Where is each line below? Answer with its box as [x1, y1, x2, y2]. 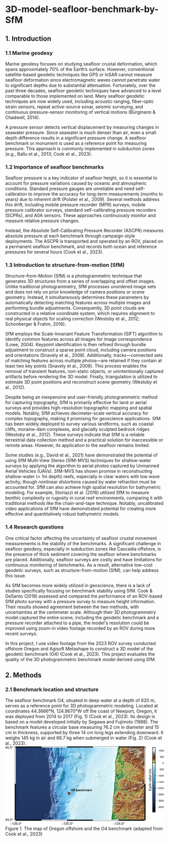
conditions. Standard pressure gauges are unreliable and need [5, 185, 135, 192]
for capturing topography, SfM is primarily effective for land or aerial [5, 400, 147, 406]
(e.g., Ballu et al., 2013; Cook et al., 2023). [5, 151, 92, 157]
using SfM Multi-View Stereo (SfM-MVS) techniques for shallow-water [5, 458, 151, 464]
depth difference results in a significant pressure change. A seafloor [5, 135, 147, 141]
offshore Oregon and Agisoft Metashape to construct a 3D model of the [5, 645, 153, 652]
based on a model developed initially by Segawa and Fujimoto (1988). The [5, 719, 158, 725]
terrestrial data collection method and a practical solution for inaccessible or [5, 437, 163, 443]
